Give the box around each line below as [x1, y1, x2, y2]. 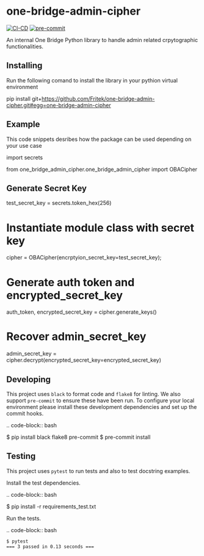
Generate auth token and [6, 275, 135, 289]
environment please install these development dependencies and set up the [6, 403, 197, 410]
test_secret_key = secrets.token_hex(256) [6, 200, 112, 207]
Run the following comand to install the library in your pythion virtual [6, 76, 178, 84]
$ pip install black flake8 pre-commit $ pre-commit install [6, 433, 151, 441]
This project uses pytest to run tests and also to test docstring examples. [6, 467, 191, 474]
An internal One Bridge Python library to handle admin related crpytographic [6, 36, 199, 43]
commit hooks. [6, 410, 44, 417]
